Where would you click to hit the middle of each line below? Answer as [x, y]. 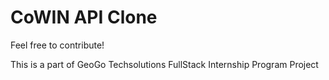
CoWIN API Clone [84, 17]
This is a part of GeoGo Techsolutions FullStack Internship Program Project [164, 64]
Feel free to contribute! [57, 45]
